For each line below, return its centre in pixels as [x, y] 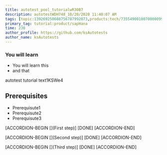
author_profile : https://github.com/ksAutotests [56, 33]
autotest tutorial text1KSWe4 [34, 80]
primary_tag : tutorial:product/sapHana [46, 24]
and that [21, 71]
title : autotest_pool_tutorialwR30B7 [44, 10]
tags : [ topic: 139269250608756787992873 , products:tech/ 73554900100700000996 [85, 19]
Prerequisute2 [27, 113]
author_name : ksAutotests [32, 38]
